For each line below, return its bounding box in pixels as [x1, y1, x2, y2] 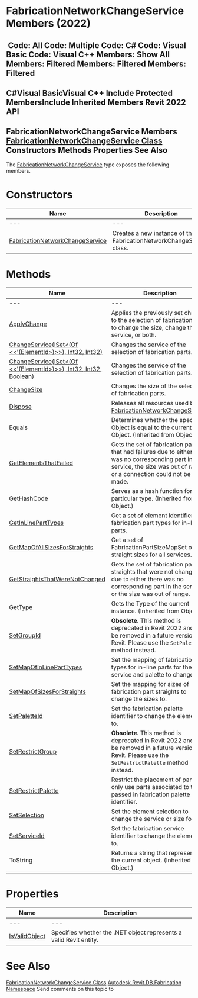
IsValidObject [9, 932, 46, 940]
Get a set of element [111, 511, 167, 519]
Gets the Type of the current [111, 599, 190, 607]
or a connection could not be [111, 469, 191, 478]
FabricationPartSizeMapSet [111, 543, 187, 551]
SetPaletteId [9, 712, 43, 720]
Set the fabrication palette [111, 704, 183, 713]
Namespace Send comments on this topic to [6, 985, 114, 992]
